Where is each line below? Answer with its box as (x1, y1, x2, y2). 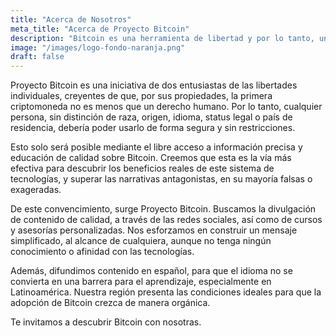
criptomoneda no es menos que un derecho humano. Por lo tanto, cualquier (10, 101, 323, 113)
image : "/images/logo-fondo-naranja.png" (10, 42, 186, 53)
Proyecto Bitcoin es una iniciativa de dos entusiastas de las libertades (10, 79, 298, 91)
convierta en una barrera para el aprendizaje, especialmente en (10, 276, 272, 288)
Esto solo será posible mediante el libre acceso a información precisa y (10, 141, 303, 153)
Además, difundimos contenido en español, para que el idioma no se (10, 265, 293, 277)
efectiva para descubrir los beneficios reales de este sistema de (10, 162, 275, 175)
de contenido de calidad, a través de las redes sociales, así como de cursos (10, 214, 323, 226)
